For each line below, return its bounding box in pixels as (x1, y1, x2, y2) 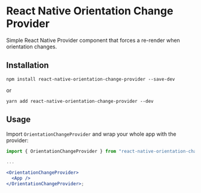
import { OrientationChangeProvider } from (6, 148, 117, 154)
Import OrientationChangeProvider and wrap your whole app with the (6, 130, 176, 137)
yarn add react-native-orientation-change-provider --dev (6, 98, 154, 104)
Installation (6, 60, 49, 71)
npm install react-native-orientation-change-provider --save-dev (6, 76, 175, 82)
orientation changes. (6, 43, 57, 50)
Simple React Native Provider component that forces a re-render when (6, 36, 181, 44)
